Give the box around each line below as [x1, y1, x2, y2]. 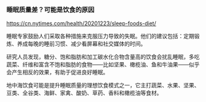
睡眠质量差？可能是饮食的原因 [6, 5, 95, 14]
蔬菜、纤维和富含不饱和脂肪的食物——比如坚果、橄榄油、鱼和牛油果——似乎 [6, 61, 200, 68]
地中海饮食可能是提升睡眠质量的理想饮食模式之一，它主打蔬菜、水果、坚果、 [6, 82, 200, 89]
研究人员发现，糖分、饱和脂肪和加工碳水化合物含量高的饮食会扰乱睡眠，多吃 [6, 53, 200, 61]
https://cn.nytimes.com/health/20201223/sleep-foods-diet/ [6, 20, 156, 27]
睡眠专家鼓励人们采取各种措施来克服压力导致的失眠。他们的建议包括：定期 [6, 33, 194, 40]
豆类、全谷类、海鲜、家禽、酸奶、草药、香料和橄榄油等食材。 [6, 89, 162, 96]
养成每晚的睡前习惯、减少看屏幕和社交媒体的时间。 [17, 40, 146, 47]
